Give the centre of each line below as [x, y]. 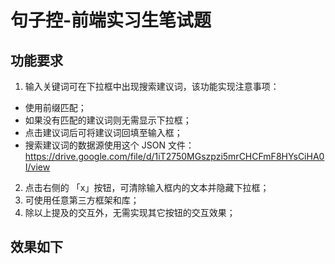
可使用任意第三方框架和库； [82, 200]
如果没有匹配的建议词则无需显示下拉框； [108, 120]
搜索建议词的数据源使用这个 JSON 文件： [109, 145]
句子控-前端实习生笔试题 [111, 20]
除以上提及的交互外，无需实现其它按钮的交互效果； [130, 212]
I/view [37, 167]
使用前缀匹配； [55, 107]
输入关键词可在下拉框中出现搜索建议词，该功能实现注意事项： [152, 86]
